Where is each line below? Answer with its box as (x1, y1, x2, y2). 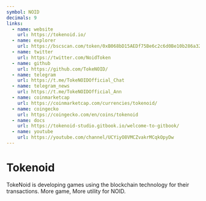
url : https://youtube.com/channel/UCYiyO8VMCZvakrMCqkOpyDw (17, 134, 174, 141)
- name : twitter (12, 49, 53, 55)
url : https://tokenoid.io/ (17, 32, 86, 38)
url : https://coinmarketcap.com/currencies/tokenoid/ (17, 100, 158, 106)
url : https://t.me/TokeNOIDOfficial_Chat (17, 77, 124, 83)
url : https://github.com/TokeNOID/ (17, 66, 109, 72)
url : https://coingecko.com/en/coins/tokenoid (17, 112, 139, 118)
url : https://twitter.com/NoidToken (17, 55, 112, 61)
